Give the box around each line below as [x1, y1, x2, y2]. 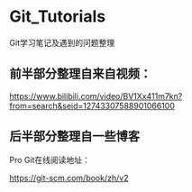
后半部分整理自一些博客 [9, 129, 140, 144]
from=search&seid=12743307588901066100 [9, 100, 176, 111]
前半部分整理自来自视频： [9, 66, 151, 82]
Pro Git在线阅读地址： [9, 154, 90, 165]
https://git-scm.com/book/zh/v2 [9, 172, 129, 183]
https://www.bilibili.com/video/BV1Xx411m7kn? [9, 90, 183, 101]
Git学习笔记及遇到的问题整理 [9, 37, 115, 48]
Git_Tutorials [9, 6, 106, 27]
